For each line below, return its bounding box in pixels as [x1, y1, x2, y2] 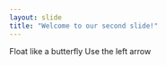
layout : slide [9, 12, 63, 22]
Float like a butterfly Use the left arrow [9, 45, 152, 56]
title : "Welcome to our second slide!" [9, 21, 159, 30]
